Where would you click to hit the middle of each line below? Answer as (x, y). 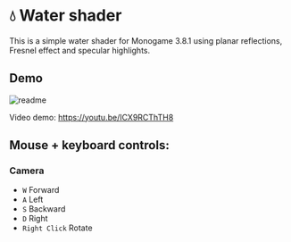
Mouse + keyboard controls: (89, 145)
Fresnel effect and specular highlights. (79, 50)
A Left (33, 200)
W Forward (41, 190)
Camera (27, 171)
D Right (35, 219)
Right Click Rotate (57, 228)
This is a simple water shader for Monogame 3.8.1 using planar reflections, (146, 40)
